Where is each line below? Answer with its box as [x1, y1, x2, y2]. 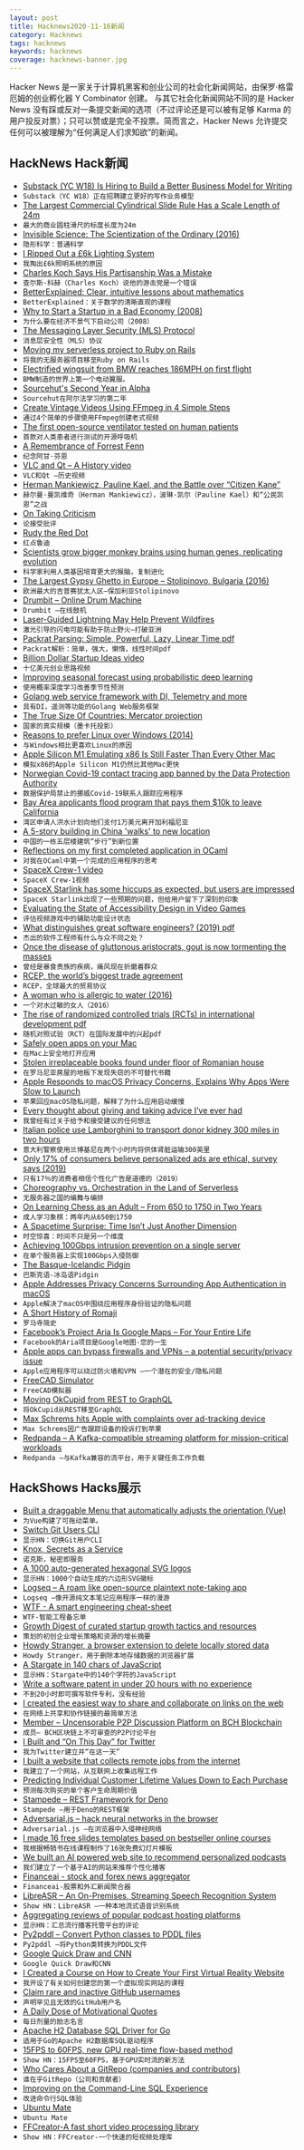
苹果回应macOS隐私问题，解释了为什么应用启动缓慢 [22, 1097, 185, 1106]
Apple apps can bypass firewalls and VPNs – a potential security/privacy [22, 1345, 293, 1356]
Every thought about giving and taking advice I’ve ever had [22, 1105, 242, 1116]
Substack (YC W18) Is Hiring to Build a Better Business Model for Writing [22, 180, 292, 191]
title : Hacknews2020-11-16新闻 [9, 22, 125, 31]
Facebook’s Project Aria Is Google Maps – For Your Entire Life [22, 1326, 252, 1337]
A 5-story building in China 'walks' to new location [22, 826, 211, 837]
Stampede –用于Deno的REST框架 [22, 1805, 130, 1814]
